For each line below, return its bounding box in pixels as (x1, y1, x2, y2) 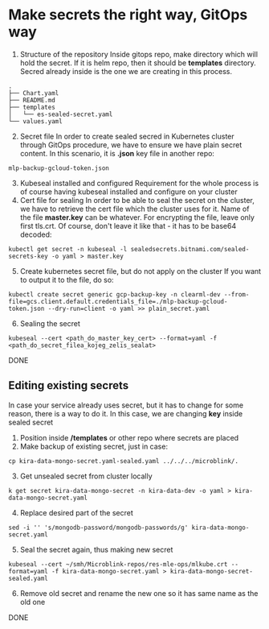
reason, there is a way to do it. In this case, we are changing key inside (8, 408, 243, 418)
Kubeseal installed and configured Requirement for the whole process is (19, 178, 259, 188)
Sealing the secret (19, 318, 80, 328)
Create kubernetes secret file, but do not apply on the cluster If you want (19, 266, 262, 275)
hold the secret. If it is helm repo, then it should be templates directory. (19, 58, 257, 68)
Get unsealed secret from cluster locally (19, 471, 153, 481)
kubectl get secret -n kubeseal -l (8, 245, 128, 253)
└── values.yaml (8, 117, 63, 126)
